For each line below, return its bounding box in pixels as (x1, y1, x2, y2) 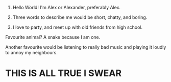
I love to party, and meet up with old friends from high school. (12, 24, 143, 30)
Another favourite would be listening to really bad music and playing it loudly (5, 44, 166, 50)
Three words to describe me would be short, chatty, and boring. (12, 14, 148, 20)
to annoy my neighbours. (5, 50, 58, 55)
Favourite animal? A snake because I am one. (5, 34, 101, 40)
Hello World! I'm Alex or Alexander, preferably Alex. (12, 5, 121, 10)
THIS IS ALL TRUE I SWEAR (5, 68, 121, 79)
